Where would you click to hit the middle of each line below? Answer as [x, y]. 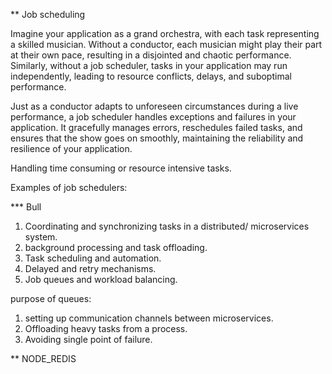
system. [41, 237]
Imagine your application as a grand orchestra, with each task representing [165, 33]
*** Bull [26, 207]
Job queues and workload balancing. [101, 279]
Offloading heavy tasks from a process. [106, 328]
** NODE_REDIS [43, 358]
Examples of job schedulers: [69, 187]
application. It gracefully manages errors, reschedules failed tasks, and [156, 127]
